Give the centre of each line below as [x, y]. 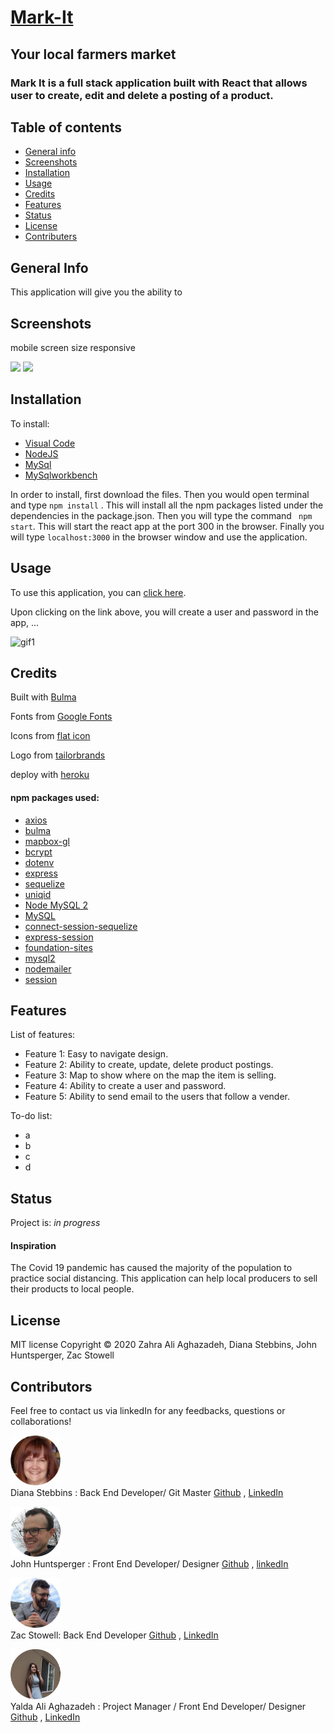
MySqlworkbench [61, 475]
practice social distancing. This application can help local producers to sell [164, 1278]
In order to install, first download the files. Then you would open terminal [160, 494]
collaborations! [41, 1422]
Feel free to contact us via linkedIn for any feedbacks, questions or [148, 1411]
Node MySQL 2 [56, 905]
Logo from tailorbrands [58, 755]
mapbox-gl [47, 841]
